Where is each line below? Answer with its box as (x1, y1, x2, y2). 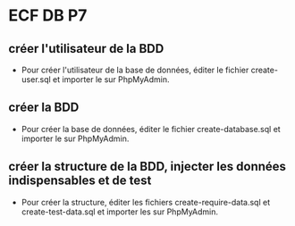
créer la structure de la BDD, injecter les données (8, 159, 287, 174)
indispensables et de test (8, 173, 152, 188)
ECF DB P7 (8, 5, 88, 26)
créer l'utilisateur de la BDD (8, 41, 164, 56)
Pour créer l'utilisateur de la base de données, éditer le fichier (21, 64, 249, 75)
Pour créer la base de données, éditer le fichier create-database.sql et (21, 123, 281, 134)
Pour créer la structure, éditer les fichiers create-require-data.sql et (21, 197, 270, 207)
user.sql (21, 74, 51, 85)
